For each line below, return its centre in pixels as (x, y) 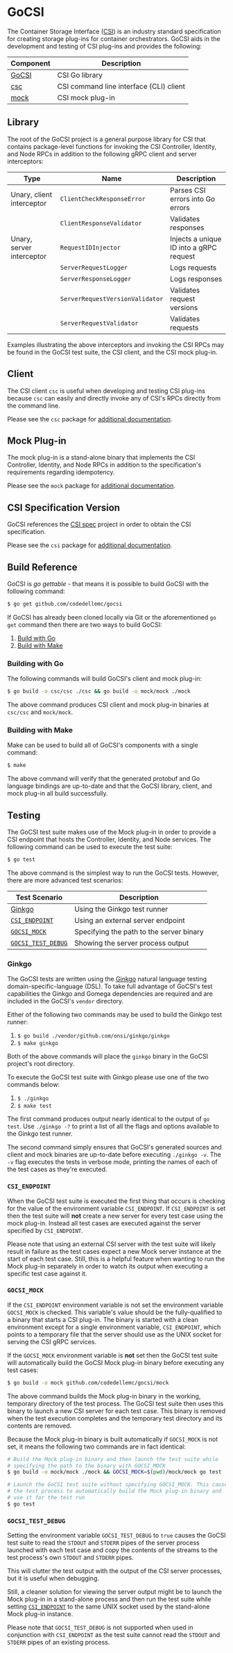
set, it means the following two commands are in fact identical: (96, 1446)
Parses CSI (188, 190)
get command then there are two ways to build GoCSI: (85, 624)
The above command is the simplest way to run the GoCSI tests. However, (113, 873)
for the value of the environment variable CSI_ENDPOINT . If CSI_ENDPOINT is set (116, 1208)
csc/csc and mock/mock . (40, 712)
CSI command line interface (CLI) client (121, 86)
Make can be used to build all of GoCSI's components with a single (103, 745)
